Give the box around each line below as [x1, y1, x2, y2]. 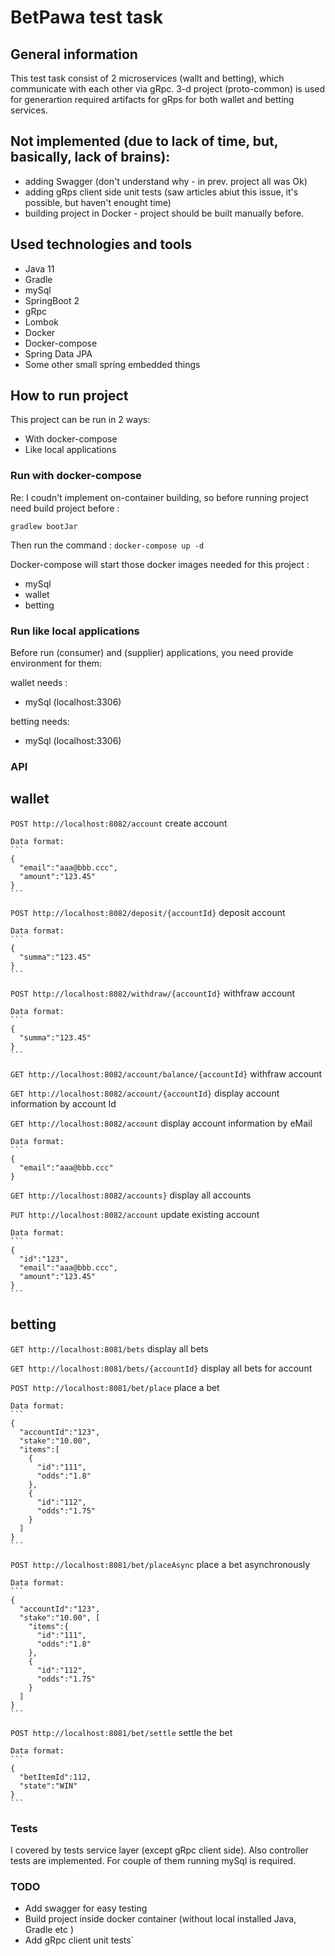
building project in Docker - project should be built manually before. [24, 207, 305, 219]
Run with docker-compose [10, 469, 142, 483]
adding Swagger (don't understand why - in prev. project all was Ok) [24, 175, 308, 187]
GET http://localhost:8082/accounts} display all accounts [10, 1189, 252, 1201]
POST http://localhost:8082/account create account [10, 817, 228, 829]
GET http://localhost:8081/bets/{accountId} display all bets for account [10, 1362, 313, 1374]
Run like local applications [10, 624, 140, 638]
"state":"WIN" [19, 1781, 78, 1791]
